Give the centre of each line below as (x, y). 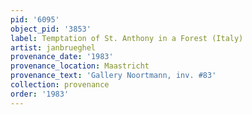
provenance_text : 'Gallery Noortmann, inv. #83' (113, 76)
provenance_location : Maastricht (80, 66)
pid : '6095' (35, 19)
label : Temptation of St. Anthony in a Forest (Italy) (127, 38)
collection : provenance (60, 85)
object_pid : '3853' (51, 29)
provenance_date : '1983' (62, 57)
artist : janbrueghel (53, 47)
